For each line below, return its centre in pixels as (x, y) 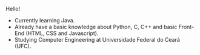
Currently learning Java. (45, 20)
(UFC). (23, 46)
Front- (186, 27)
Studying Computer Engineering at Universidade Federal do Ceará (97, 40)
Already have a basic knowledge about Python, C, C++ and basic (96, 27)
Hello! (13, 9)
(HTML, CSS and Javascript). (62, 33)
